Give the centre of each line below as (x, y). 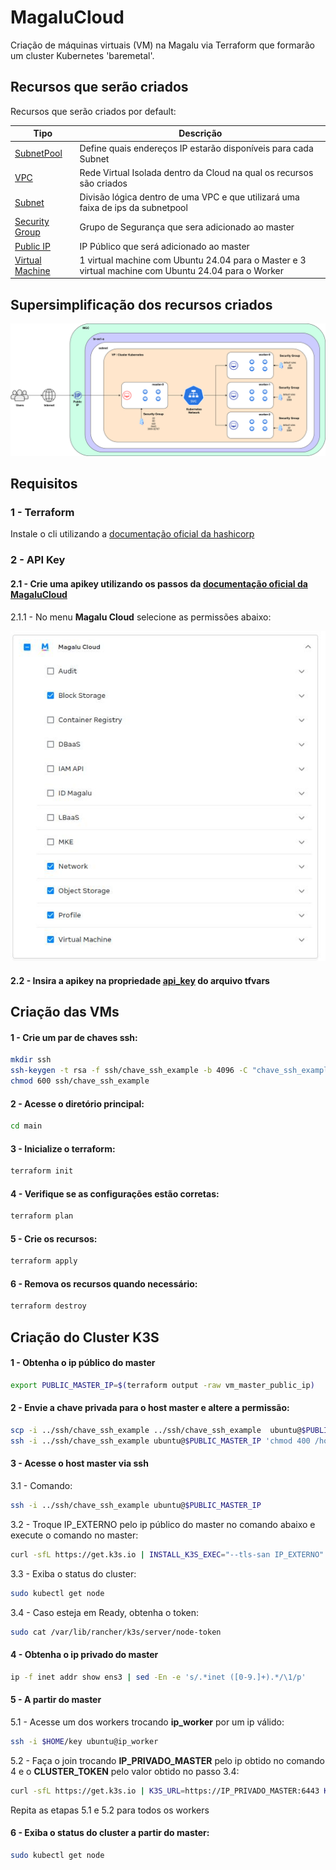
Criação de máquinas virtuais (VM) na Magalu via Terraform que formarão (162, 45)
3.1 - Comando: (41, 1485)
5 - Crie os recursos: (54, 1238)
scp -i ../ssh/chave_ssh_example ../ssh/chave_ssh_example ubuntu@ (156, 1431)
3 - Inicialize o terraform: (63, 1148)
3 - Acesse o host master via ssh (79, 1463)
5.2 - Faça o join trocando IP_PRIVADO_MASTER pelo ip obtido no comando (167, 1760)
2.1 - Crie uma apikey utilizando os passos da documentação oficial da (159, 583)
